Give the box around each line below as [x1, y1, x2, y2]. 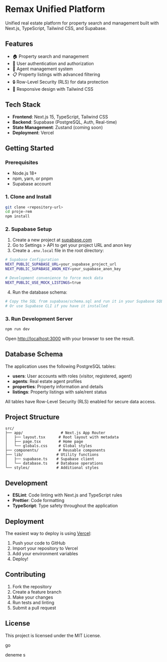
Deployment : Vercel [12, 130, 54, 136]
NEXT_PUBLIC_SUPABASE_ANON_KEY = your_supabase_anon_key [5, 267, 121, 272]
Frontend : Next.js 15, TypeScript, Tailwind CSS [12, 114, 108, 120]
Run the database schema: [12, 289, 68, 295]
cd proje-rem [5, 209, 32, 214]
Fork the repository [12, 583, 52, 589]
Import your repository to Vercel [12, 545, 78, 551]
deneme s [5, 652, 26, 658]
